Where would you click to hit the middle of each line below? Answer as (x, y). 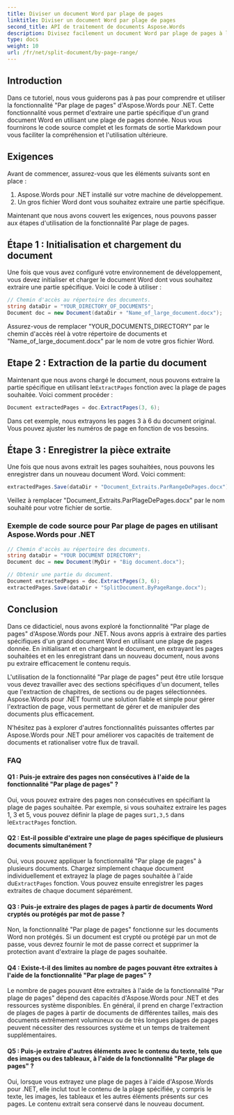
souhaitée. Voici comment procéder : (60, 394)
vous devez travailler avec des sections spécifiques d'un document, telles (113, 684)
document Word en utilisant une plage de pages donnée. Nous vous (105, 120)
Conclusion (33, 609)
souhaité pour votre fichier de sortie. (60, 508)
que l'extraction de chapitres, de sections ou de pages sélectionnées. (107, 691)
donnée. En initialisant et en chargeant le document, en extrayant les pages (115, 648)
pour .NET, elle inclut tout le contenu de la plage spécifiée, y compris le (110, 1088)
